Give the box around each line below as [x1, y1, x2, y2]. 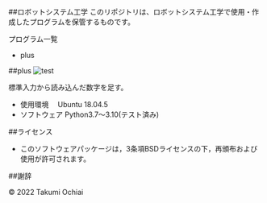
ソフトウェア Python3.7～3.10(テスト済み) [19, 110, 160, 119]
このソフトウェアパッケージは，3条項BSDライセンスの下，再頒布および [19, 144, 258, 153]
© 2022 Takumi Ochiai [8, 188, 84, 197]
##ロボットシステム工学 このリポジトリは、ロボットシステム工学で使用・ [8, 7, 252, 16]
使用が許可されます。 [19, 154, 91, 164]
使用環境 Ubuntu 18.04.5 [19, 100, 109, 109]
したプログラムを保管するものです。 [15, 17, 136, 27]
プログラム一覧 [8, 35, 58, 43]
